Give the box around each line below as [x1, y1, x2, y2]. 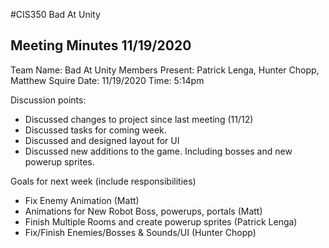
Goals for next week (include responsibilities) [10, 175, 197, 187]
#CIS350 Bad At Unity [10, 9, 101, 20]
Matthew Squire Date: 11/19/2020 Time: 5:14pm [10, 74, 205, 86]
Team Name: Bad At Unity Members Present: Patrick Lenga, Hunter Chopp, [10, 64, 320, 76]
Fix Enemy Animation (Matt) [24, 194, 140, 206]
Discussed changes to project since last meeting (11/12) [24, 113, 254, 125]
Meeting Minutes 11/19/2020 [10, 37, 192, 54]
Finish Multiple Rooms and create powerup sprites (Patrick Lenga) [24, 215, 298, 228]
